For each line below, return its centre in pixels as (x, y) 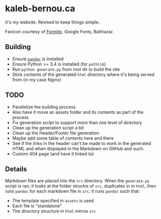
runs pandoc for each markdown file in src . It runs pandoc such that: (73, 191)
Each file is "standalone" (37, 206)
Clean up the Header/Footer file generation (55, 133)
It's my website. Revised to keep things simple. (52, 22)
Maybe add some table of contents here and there (63, 138)
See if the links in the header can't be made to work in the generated (81, 143)
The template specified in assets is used (53, 201)
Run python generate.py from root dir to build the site (66, 69)
